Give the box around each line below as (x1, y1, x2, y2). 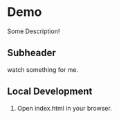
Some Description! (7, 27, 60, 35)
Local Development (7, 86, 93, 98)
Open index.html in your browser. (17, 104, 112, 112)
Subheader (7, 47, 57, 59)
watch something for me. (7, 65, 79, 73)
